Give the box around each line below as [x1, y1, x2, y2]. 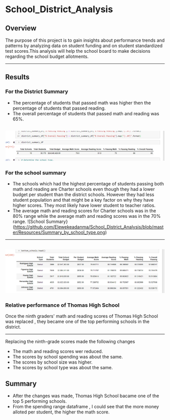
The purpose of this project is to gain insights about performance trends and [5, 37, 165, 43]
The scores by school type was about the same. [12, 365, 113, 371]
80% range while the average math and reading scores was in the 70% [12, 213, 161, 219]
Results [5, 73, 30, 82]
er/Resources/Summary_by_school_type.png [12, 230, 105, 236]
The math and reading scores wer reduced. [12, 348, 103, 354]
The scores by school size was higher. [12, 359, 93, 365]
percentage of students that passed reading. [12, 105, 106, 111]
